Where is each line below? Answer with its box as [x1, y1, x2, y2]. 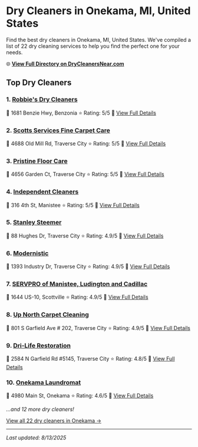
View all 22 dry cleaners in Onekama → [6, 417, 102, 425]
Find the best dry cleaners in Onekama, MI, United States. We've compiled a [6, 36, 192, 43]
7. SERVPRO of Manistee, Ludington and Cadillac [6, 280, 148, 288]
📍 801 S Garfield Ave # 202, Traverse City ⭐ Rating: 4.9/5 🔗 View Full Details [6, 324, 190, 331]
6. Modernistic [6, 249, 49, 257]
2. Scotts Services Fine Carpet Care [6, 126, 111, 134]
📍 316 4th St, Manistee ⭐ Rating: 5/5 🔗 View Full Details [6, 201, 140, 208]
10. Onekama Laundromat [6, 378, 81, 386]
